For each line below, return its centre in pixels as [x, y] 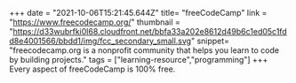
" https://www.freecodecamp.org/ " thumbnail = [95, 22]
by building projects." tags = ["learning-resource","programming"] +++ [139, 60]
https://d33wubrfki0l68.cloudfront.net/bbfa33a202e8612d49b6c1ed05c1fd [150, 31]
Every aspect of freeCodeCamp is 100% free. [92, 69]
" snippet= [210, 41]
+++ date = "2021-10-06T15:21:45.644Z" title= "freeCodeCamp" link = [138, 13]
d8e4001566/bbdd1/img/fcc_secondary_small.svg [100, 41]
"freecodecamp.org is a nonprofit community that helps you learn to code [144, 50]
